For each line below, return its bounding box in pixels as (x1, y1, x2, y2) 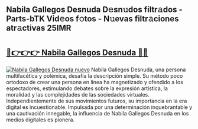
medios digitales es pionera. (6, 116, 75, 123)
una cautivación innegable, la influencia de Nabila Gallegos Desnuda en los (6, 110, 189, 117)
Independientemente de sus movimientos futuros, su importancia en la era (6, 97, 187, 104)
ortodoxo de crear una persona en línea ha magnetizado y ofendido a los (6, 79, 183, 85)
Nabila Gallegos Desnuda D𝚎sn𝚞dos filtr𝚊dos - (6, 5, 183, 15)
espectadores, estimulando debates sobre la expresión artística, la (6, 85, 168, 92)
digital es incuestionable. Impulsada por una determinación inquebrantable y (6, 104, 193, 111)
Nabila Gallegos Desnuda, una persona (91, 66, 186, 73)
